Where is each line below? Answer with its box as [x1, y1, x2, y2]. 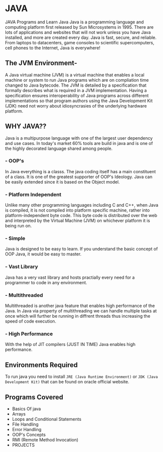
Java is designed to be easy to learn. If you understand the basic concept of [5, 246, 158, 252]
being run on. [5, 223, 32, 229]
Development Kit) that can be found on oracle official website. [5, 379, 129, 385]
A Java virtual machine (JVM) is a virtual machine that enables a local [5, 72, 145, 78]
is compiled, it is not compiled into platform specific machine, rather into [5, 207, 150, 213]
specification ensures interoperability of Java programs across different [5, 92, 149, 98]
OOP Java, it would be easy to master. [5, 251, 82, 257]
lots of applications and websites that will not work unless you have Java [5, 29, 151, 35]
